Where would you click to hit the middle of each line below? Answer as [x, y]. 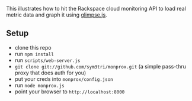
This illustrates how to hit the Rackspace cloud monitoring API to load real [96, 9]
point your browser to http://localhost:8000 [70, 92]
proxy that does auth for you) [50, 73]
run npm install [34, 54]
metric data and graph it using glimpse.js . [57, 15]
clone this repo [33, 47]
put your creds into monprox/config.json [64, 79]
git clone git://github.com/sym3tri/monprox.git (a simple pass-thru [100, 66]
